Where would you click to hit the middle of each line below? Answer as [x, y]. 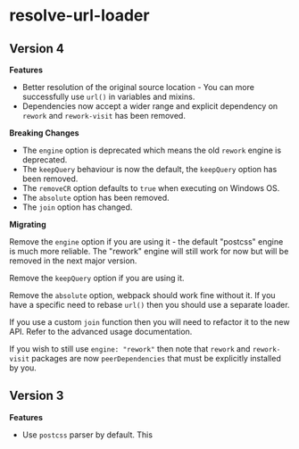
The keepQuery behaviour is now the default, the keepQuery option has [149, 169]
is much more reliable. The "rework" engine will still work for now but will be [149, 251]
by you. [23, 368]
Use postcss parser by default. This [87, 435]
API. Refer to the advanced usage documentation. [101, 332]
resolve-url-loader [79, 16]
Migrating [28, 224]
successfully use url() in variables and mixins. [108, 96]
